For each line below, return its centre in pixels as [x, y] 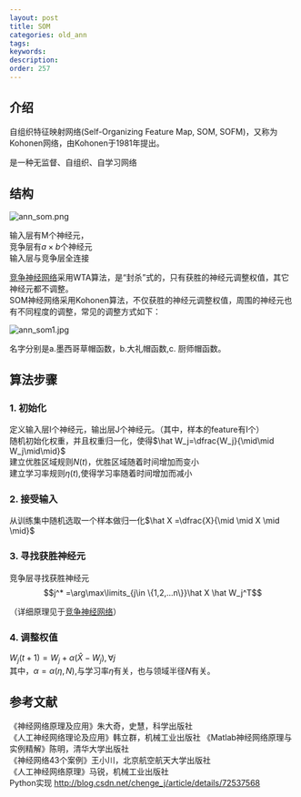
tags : [20, 43]
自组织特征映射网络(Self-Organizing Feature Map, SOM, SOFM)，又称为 [144, 131]
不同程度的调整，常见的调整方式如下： [89, 312]
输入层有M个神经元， [49, 235]
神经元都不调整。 [41, 289]
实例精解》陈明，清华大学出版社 [69, 749]
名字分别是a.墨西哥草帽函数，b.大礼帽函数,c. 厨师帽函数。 [118, 348]
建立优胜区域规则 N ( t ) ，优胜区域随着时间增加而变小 [105, 462]
